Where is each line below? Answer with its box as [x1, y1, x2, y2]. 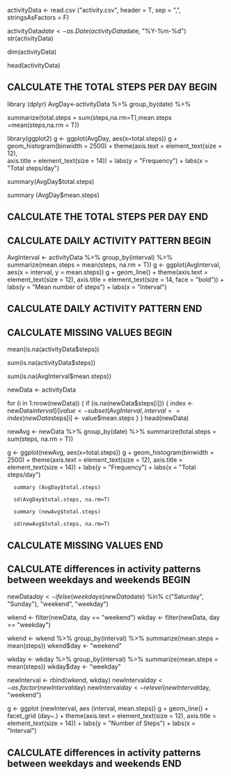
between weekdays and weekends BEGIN [7, 574, 191, 586]
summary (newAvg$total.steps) [13, 509, 101, 515]
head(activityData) [7, 61, 61, 69]
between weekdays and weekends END [7, 757, 182, 769]
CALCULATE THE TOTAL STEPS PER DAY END [7, 211, 209, 223]
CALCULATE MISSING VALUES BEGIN [7, 327, 173, 339]
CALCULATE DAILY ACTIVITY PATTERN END [7, 303, 202, 315]
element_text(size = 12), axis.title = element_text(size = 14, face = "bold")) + [7, 275, 225, 284]
